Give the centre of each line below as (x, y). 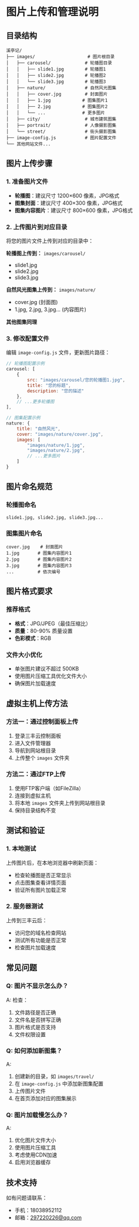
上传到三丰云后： (27, 920)
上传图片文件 (30, 1091)
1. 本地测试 (21, 849)
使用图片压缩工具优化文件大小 (50, 676)
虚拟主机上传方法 (37, 704)
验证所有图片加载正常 (40, 889)
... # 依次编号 (33, 572)
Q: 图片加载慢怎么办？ (37, 1115)
